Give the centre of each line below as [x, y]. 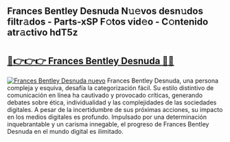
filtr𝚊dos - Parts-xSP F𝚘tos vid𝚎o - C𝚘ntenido [108, 22]
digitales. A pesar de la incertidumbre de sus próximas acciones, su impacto [115, 110]
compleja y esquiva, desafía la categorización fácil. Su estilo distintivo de [111, 88]
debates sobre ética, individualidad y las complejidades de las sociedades [112, 102]
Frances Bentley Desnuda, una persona [162, 81]
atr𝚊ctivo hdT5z [43, 32]
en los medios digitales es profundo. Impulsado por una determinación [107, 117]
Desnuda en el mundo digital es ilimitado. [65, 131]
